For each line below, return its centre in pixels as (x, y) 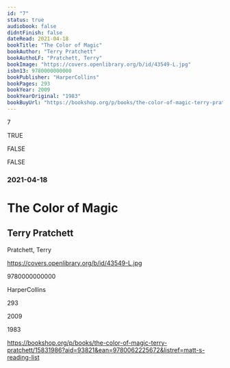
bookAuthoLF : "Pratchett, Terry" (55, 58)
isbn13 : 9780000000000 (39, 71)
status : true (26, 20)
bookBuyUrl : (24, 103)
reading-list (23, 357)
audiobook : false (32, 26)
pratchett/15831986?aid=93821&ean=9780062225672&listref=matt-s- (106, 349)
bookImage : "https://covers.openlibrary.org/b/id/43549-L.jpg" (99, 64)
